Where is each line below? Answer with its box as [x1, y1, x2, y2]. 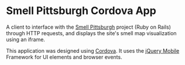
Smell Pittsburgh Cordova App [6, 4, 156, 18]
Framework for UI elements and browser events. [6, 53, 122, 60]
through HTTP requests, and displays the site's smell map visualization [6, 29, 177, 36]
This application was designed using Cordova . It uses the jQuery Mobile [6, 47, 180, 54]
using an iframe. [6, 36, 46, 43]
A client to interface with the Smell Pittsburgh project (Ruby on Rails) [6, 23, 172, 30]
